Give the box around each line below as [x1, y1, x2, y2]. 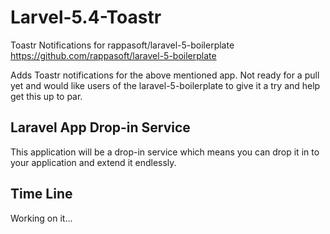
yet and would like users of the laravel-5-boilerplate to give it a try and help [10, 79, 321, 91]
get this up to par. [10, 90, 83, 102]
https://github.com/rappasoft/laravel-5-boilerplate [10, 49, 217, 61]
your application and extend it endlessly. [10, 156, 177, 168]
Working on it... [10, 212, 73, 224]
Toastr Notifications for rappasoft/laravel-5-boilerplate [10, 39, 235, 51]
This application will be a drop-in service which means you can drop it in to [10, 146, 320, 158]
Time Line [10, 186, 73, 203]
